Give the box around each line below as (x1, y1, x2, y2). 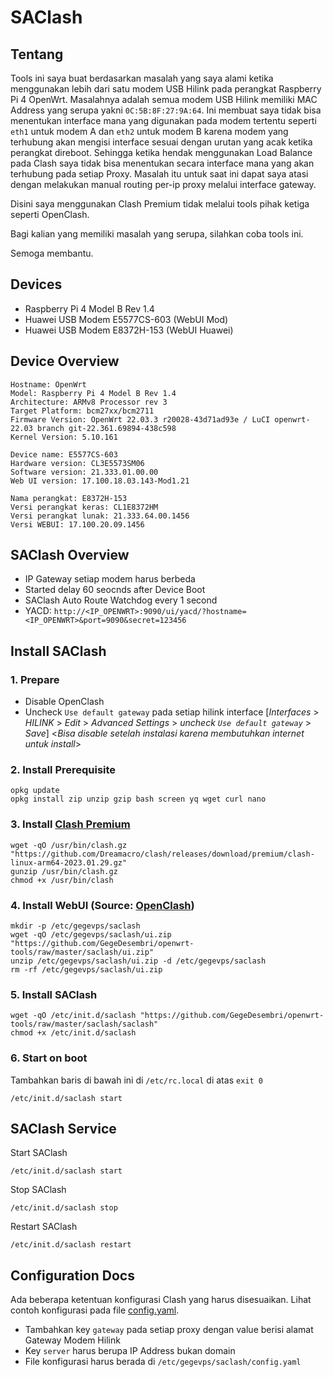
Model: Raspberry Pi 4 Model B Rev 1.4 (10, 388, 177, 398)
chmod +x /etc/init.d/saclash (10, 1028, 137, 1038)
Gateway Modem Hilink (24, 1334, 121, 1346)
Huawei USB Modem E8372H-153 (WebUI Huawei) (24, 324, 234, 336)
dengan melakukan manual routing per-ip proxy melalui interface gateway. (10, 179, 317, 190)
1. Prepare (10, 672, 60, 686)
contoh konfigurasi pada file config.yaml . (10, 1304, 180, 1316)
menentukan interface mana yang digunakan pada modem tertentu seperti (10, 115, 317, 126)
